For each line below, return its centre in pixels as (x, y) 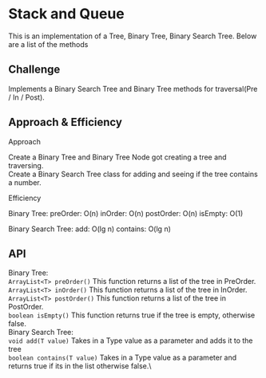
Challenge (34, 70)
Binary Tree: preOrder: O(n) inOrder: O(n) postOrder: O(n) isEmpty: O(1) (126, 213)
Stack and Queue (67, 14)
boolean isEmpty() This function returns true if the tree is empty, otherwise (132, 315)
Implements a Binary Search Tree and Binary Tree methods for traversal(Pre (133, 89)
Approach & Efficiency (65, 122)
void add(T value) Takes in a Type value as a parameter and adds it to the (131, 341)
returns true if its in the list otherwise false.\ (80, 366)
